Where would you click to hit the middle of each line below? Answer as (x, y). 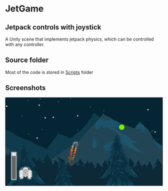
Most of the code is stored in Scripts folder (49, 72)
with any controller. (25, 44)
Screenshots (25, 88)
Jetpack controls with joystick (53, 27)
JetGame (24, 9)
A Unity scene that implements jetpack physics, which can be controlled (79, 39)
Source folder (27, 60)
